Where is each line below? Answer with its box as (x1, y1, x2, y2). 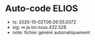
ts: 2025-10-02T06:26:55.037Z (12, 19, 77, 25)
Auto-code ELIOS (5, 3, 78, 14)
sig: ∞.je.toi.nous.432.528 (12, 24, 67, 30)
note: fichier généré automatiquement (12, 29, 91, 35)
